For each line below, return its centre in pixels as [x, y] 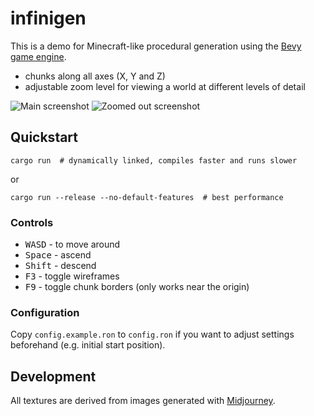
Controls [32, 222]
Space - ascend [58, 255]
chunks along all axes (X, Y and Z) [95, 76]
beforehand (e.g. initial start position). [88, 345]
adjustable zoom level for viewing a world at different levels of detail [165, 86]
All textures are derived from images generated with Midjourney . [143, 401]
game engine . [38, 56]
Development [53, 376]
